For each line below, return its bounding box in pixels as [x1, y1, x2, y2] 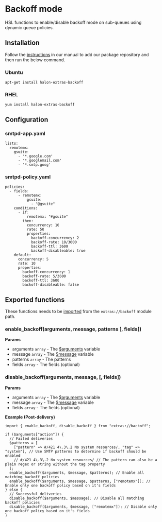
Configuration [5, 115, 49, 123]
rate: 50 [26, 227, 45, 232]
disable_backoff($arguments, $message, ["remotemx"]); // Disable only [9, 504, 158, 509]
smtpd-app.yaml [5, 130, 46, 137]
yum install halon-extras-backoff [5, 102, 75, 107]
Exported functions [5, 296, 65, 304]
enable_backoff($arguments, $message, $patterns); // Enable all [9, 470, 145, 475]
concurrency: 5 [17, 257, 49, 262]
